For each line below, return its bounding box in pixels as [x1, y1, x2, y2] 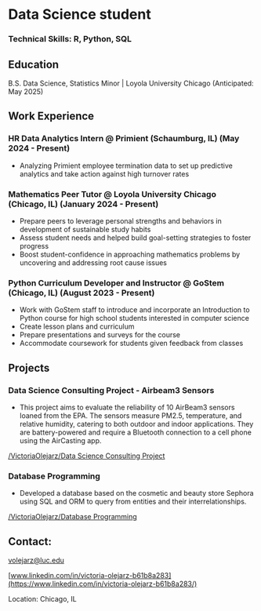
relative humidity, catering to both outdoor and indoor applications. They [19, 419, 254, 428]
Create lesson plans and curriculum [19, 322, 135, 331]
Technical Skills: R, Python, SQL [8, 34, 132, 45]
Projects [8, 361, 50, 374]
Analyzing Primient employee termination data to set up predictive [19, 161, 233, 170]
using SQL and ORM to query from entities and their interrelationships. [19, 496, 247, 507]
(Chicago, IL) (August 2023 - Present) [8, 287, 155, 298]
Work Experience [8, 110, 95, 123]
